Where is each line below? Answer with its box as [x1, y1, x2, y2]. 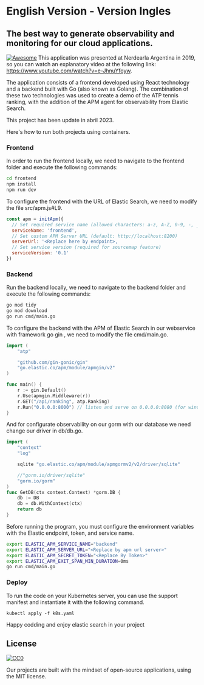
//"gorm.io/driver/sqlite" [17, 472, 86, 478]
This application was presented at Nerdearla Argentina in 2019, [38, 54, 196, 61]
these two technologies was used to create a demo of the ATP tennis [6, 92, 179, 99]
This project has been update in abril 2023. [6, 117, 114, 123]
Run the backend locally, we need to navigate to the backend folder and [6, 284, 186, 291]
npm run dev [6, 187, 36, 193]
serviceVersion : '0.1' [12, 250, 69, 256]
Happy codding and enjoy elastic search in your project [6, 621, 144, 628]
